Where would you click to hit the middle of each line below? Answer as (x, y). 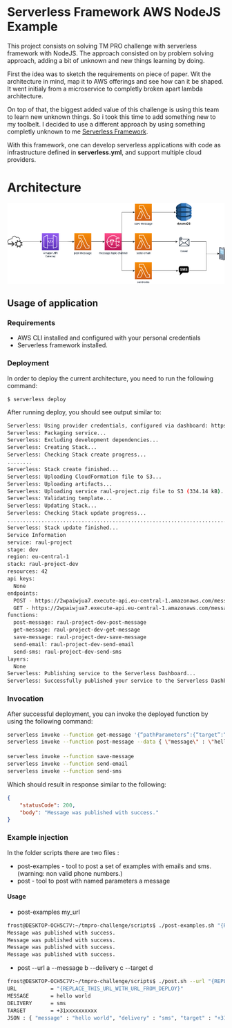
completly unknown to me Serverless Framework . (78, 131)
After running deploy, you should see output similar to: (84, 412)
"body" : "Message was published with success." (89, 813)
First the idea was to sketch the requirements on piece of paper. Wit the (109, 74)
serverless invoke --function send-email (68, 764)
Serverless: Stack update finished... (63, 527)
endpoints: (23, 593)
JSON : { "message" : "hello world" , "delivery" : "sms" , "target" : (109, 1018)
